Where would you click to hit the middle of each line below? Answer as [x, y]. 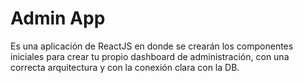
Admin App [58, 18]
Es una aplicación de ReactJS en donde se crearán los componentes [152, 46]
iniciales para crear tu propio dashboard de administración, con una [150, 56]
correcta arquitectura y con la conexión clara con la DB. [125, 67]
